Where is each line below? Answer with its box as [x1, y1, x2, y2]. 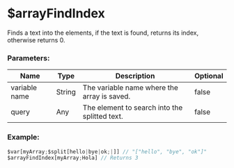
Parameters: [7, 53, 50, 62]
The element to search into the [82, 103, 183, 112]
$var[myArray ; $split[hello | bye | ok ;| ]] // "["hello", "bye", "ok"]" [7, 148, 208, 155]
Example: [7, 133, 40, 142]
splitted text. [82, 112, 123, 121]
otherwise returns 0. [7, 35, 65, 44]
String [56, 87, 77, 97]
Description [115, 72, 155, 81]
